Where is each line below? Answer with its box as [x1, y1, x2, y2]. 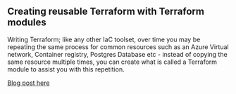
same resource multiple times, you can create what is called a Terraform [7, 58, 217, 66]
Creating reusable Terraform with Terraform [7, 6, 204, 18]
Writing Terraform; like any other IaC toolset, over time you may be [7, 35, 201, 43]
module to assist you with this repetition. [7, 65, 125, 73]
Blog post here [7, 79, 50, 87]
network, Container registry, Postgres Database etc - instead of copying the [7, 50, 228, 58]
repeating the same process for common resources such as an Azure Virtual [7, 42, 229, 51]
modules [7, 17, 47, 29]
